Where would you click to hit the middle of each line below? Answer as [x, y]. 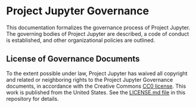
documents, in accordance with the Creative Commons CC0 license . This [96, 86]
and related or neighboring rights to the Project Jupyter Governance [90, 79]
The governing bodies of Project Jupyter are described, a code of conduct [98, 33]
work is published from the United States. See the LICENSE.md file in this [96, 92]
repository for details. [32, 98]
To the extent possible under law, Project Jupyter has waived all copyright [97, 73]
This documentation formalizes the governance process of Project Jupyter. [98, 27]
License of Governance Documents [73, 59]
